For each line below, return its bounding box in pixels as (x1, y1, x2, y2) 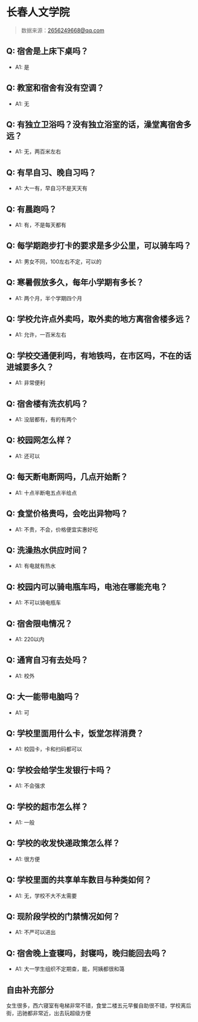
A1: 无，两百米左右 (14, 148, 62, 155)
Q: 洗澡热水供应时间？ (6, 545, 89, 555)
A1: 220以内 (14, 635, 45, 642)
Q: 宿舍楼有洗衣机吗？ (6, 398, 89, 409)
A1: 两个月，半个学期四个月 (14, 294, 83, 302)
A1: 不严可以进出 (14, 929, 56, 936)
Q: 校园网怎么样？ (6, 435, 73, 446)
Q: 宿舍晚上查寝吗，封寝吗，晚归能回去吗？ (6, 948, 168, 958)
